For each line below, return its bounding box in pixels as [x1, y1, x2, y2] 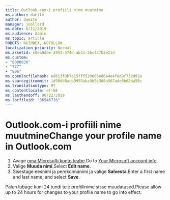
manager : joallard [5, 21, 44, 27]
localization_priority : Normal [5, 45, 72, 50]
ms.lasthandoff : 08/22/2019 [5, 93, 65, 98]
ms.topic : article [5, 36, 44, 41]
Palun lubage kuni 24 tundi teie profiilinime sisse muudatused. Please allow [5, 184, 162, 190]
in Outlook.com [5, 141, 72, 153]
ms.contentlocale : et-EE [5, 88, 58, 93]
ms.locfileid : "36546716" [5, 97, 60, 102]
